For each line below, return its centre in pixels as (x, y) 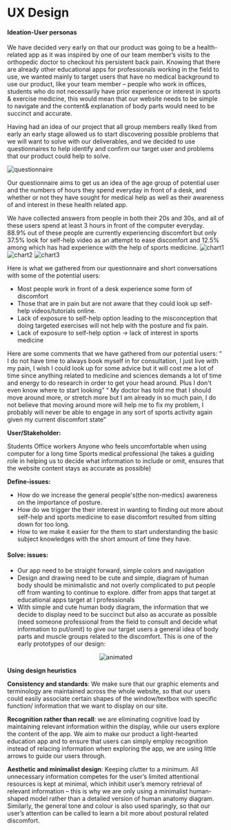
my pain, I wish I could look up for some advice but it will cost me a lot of (110, 368)
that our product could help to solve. (59, 156)
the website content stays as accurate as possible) (79, 468)
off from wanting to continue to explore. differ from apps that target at (116, 592)
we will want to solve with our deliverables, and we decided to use (101, 141)
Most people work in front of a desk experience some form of (104, 289)
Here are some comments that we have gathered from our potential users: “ (114, 354)
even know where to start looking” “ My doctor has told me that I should (109, 391)
